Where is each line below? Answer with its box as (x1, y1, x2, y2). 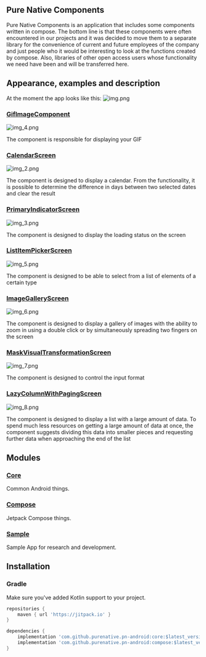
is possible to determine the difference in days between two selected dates (6, 184, 196, 191)
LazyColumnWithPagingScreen (6, 389, 102, 398)
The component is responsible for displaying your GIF (6, 135, 142, 143)
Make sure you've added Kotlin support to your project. (6, 594, 146, 601)
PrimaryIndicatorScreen (6, 205, 80, 214)
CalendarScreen (6, 150, 56, 159)
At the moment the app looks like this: (6, 95, 102, 102)
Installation (6, 561, 50, 572)
